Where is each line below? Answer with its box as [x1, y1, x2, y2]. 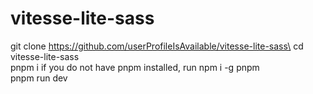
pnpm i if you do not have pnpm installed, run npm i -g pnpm [10, 61, 260, 73]
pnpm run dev [10, 72, 68, 84]
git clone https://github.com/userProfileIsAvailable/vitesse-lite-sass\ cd [10, 40, 304, 52]
